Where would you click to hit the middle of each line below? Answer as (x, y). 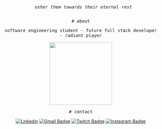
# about (81, 21)
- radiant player (81, 35)
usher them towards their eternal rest (83, 7)
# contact (81, 112)
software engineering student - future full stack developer (81, 30)
